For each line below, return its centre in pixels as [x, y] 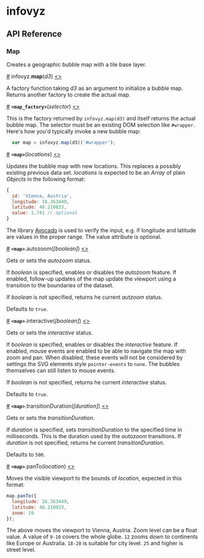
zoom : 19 [23, 513]
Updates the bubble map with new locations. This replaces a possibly [94, 166]
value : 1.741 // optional [45, 213]
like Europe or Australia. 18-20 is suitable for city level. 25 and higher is [95, 543]
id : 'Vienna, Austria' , [42, 196]
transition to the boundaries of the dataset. [60, 285]
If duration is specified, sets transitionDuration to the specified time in [94, 430]
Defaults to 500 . [26, 454]
